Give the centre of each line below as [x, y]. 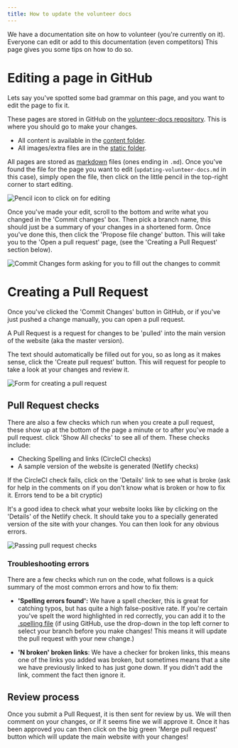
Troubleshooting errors [48, 564]
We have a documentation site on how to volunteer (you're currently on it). [116, 34]
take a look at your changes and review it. [69, 369]
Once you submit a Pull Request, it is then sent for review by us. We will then [119, 714]
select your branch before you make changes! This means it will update [122, 631]
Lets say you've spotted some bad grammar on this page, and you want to [116, 97]
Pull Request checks [53, 405]
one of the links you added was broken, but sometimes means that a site [124, 660]
